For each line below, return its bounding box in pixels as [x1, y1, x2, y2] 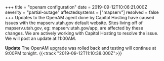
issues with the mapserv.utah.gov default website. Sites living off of [5, 20, 143, 26]
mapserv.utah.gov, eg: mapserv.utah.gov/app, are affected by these [5, 25, 143, 31]
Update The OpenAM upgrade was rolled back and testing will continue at [5, 45, 157, 51]
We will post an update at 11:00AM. [5, 35, 77, 41]
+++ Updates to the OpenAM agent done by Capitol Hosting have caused [5, 15, 155, 20]
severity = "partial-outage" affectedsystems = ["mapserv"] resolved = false [5, 9, 159, 15]
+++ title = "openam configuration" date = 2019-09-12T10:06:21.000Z [5, 4, 147, 10]
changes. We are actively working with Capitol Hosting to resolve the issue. [5, 30, 159, 36]
